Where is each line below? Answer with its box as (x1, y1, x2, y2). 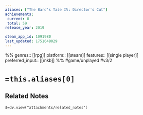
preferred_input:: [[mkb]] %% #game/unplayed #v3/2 (5, 57, 113, 63)
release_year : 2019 (5, 25, 45, 30)
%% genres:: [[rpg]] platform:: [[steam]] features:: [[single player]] (5, 52, 139, 58)
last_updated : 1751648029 (5, 39, 57, 44)
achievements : (5, 12, 34, 17)
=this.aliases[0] (5, 74, 75, 84)
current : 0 (7, 16, 29, 21)
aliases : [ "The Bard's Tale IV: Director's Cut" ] (5, 7, 108, 12)
